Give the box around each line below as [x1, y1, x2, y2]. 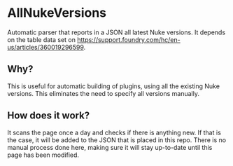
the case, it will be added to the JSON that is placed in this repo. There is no [7, 135, 226, 144]
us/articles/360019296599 [7, 43, 84, 51]
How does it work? [7, 110, 90, 122]
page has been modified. [7, 151, 79, 159]
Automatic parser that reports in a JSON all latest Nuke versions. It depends [7, 28, 226, 36]
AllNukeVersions [7, 5, 107, 21]
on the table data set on [7, 35, 76, 43]
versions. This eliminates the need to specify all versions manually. [7, 89, 199, 97]
